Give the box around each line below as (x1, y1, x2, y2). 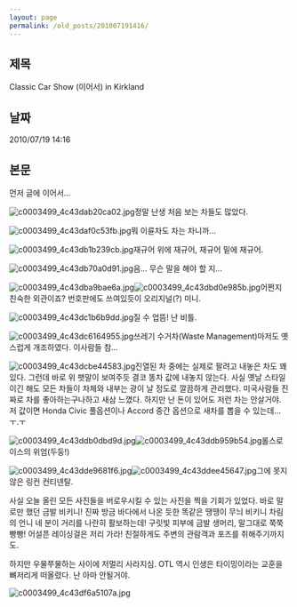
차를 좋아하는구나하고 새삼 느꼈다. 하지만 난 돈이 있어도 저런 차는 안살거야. (25, 394, 282, 404)
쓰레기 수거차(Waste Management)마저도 (132, 331, 280, 341)
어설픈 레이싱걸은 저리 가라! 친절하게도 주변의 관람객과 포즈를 (28, 528, 240, 539)
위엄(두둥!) (32, 446, 70, 457)
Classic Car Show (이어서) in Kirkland (9, 82, 145, 92)
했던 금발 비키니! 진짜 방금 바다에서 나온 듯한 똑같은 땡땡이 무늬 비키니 (25, 506, 268, 516)
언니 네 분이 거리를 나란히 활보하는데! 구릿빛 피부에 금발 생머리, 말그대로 (18, 517, 268, 528)
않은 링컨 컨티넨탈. (9, 476, 74, 487)
